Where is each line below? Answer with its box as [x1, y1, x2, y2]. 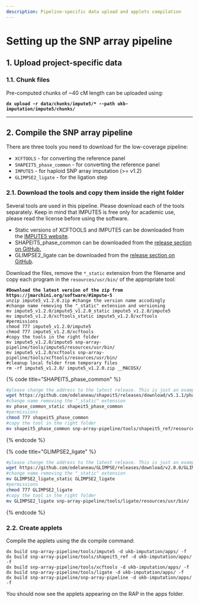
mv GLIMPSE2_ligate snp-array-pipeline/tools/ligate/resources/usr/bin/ [6, 498, 190, 504]
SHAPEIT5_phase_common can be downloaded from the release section [14, 239, 192, 246]
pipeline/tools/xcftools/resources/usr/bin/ [6, 355, 118, 361]
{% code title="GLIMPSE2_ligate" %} [6, 448, 97, 455]
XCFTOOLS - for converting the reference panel [14, 155, 126, 162]
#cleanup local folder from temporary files [6, 360, 118, 366]
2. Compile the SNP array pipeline [6, 127, 133, 137]
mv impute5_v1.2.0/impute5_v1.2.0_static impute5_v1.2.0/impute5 [6, 308, 171, 314]
